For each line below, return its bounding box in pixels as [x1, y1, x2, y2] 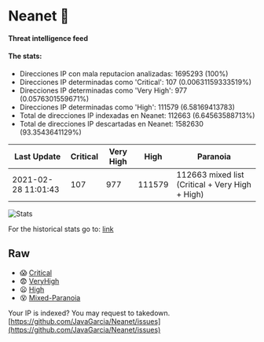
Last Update [14, 151, 61, 162]
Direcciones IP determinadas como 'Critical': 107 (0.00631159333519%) [19, 77, 252, 86]
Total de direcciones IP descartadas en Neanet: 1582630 [19, 119, 204, 128]
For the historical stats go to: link [8, 224, 114, 234]
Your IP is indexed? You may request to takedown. [8, 308, 170, 318]
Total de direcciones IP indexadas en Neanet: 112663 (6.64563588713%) [19, 110, 255, 120]
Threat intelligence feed [8, 33, 89, 42]
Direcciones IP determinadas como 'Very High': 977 [19, 86, 187, 95]
